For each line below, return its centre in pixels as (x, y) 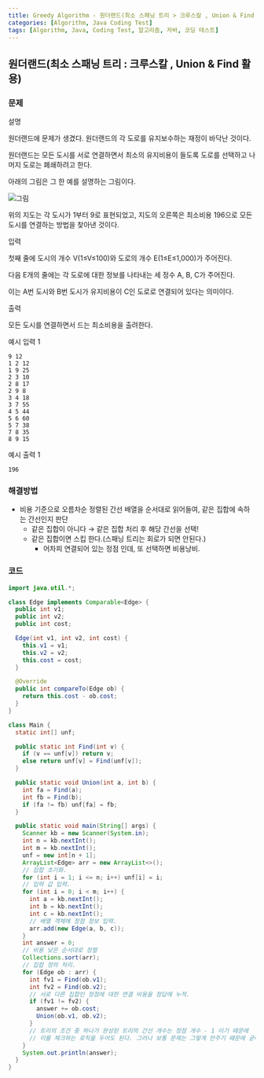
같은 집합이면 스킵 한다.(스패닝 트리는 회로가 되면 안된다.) (119, 539)
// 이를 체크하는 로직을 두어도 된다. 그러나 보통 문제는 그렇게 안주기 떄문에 (137, 1038)
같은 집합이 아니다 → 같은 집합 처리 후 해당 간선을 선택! (115, 529)
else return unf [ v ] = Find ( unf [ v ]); (82, 761)
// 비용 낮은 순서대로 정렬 (60, 951)
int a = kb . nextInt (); (66, 900)
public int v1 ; (40, 609)
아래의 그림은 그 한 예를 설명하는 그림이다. (72, 182)
